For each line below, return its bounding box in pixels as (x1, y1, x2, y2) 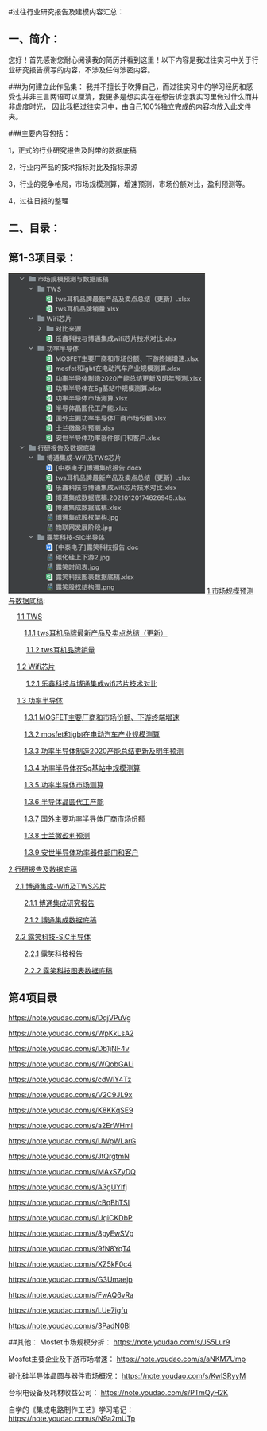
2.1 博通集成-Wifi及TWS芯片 (15, 881, 107, 891)
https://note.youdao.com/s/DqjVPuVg (8, 1012, 131, 1023)
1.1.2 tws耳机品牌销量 (25, 645, 95, 655)
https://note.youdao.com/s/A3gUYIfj (8, 1182, 127, 1192)
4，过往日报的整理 (8, 195, 69, 205)
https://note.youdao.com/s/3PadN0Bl (8, 1321, 131, 1330)
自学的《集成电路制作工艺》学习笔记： (8, 1405, 133, 1414)
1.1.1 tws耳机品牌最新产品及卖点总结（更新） (23, 628, 168, 638)
